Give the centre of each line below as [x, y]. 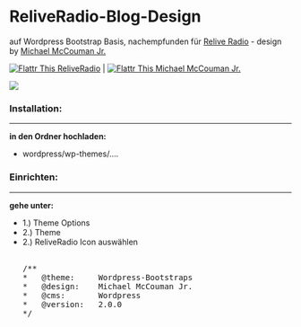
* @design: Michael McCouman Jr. [107, 286]
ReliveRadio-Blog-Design [105, 17]
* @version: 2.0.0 [72, 304]
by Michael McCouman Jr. [58, 50]
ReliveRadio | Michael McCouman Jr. [149, 68]
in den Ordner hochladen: [58, 137]
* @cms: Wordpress [82, 295]
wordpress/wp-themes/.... [70, 154]
